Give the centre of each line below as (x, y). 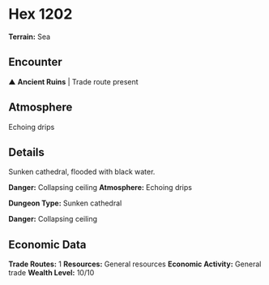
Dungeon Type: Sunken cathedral (65, 203)
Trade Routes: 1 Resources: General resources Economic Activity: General (135, 264)
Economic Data (47, 244)
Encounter (35, 62)
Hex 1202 (41, 14)
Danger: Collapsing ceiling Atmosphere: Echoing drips (100, 188)
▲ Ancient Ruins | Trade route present (74, 81)
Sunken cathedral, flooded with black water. (82, 172)
